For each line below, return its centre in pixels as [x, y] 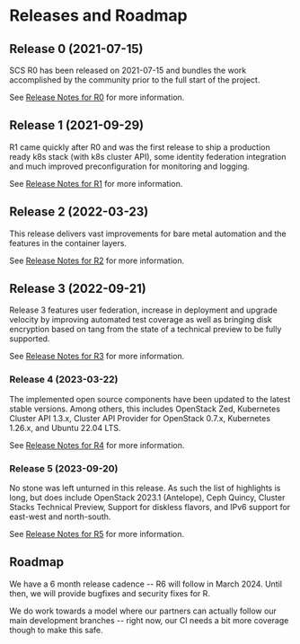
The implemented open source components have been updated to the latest [150, 399]
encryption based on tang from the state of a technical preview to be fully [146, 330]
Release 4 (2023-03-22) [64, 380]
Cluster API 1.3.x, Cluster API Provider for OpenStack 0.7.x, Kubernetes [140, 418]
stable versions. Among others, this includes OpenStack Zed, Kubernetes [145, 409]
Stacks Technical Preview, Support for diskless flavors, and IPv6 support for [150, 507]
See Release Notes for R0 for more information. [97, 97]
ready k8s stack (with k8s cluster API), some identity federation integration [148, 156]
